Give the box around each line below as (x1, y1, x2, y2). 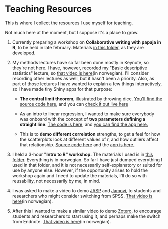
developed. (12, 50, 36, 56)
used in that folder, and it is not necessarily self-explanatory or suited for (12, 162, 162, 168)
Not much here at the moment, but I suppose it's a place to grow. (5, 29, 139, 35)
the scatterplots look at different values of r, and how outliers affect (19, 136, 159, 142)
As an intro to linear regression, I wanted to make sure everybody (19, 111, 155, 117)
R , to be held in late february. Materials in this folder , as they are (12, 44, 144, 50)
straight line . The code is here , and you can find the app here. (19, 121, 148, 127)
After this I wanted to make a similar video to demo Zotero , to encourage (12, 208, 162, 214)
